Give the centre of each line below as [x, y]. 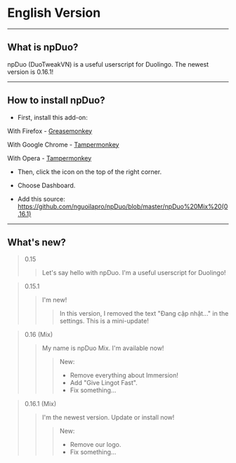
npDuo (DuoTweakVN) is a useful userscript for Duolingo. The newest [108, 64]
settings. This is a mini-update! [104, 321]
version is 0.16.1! [31, 72]
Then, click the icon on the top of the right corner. [90, 172]
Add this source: [41, 199]
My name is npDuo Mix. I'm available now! [103, 348]
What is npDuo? [43, 47]
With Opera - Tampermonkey [50, 158]
